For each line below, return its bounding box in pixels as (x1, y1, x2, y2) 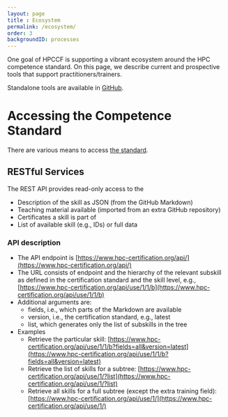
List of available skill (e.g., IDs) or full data (17, 220, 138, 229)
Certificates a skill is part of (17, 213, 96, 221)
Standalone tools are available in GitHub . (7, 84, 124, 92)
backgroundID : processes (7, 36, 79, 43)
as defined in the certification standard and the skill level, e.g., (17, 276, 197, 285)
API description (7, 238, 61, 248)
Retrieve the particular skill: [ (27, 335, 110, 344)
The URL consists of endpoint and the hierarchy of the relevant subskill (17, 268, 222, 277)
